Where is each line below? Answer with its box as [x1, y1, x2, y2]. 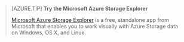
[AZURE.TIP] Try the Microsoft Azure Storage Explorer [11, 5, 148, 12]
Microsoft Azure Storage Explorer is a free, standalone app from [11, 17, 170, 23]
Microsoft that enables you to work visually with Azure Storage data [11, 23, 179, 30]
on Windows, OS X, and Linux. [11, 29, 86, 36]
